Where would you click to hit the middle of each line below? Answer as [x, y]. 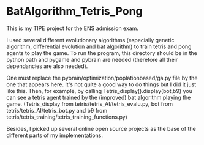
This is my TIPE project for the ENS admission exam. [73, 28]
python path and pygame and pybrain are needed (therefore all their [92, 59]
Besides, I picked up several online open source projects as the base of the [101, 128]
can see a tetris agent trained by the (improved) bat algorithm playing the [99, 97]
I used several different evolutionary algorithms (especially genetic [90, 40]
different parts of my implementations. [55, 135]
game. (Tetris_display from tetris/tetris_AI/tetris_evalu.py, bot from [90, 104]
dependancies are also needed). [47, 66]
